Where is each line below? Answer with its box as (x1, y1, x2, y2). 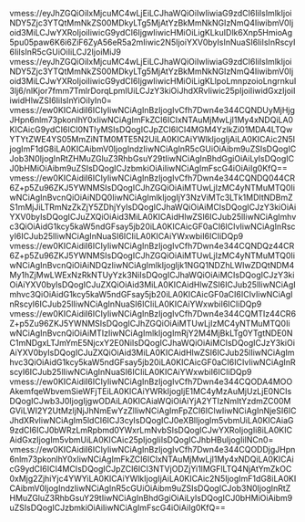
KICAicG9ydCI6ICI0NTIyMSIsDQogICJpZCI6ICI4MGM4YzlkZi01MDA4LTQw (9, 124, 293, 135)
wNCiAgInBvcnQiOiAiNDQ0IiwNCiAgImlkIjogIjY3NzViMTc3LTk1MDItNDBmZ (9, 192, 293, 203)
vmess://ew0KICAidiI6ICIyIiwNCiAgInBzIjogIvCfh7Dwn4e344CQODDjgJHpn (9, 444, 296, 454)
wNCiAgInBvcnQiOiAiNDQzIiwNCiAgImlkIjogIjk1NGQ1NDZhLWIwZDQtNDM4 (9, 260, 295, 270)
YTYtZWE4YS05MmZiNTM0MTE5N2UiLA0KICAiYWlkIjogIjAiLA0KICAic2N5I (9, 134, 296, 144)
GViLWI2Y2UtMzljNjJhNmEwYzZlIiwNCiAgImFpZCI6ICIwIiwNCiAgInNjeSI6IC (9, 405, 297, 416)
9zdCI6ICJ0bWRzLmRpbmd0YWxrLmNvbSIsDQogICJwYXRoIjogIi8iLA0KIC (9, 424, 293, 435)
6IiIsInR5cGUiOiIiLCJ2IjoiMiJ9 (9, 47, 121, 57)
